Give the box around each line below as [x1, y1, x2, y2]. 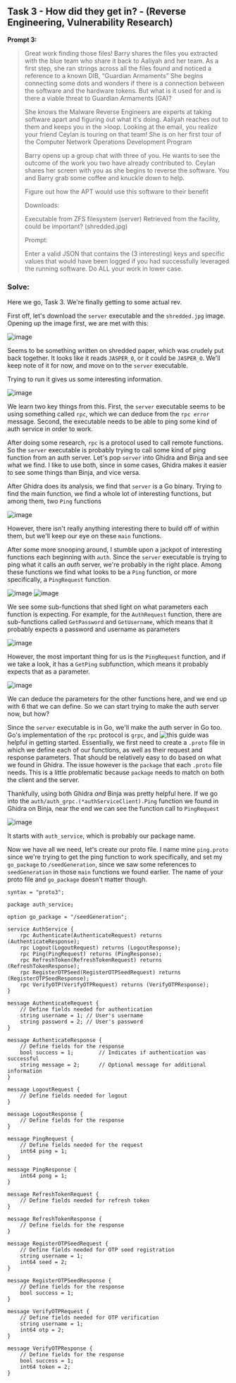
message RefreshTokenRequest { [7, 1191, 99, 1198]
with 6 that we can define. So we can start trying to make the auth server [7, 702, 219, 711]
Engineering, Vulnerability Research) [7, 17, 173, 29]
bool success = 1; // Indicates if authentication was [20, 1049, 206, 1056]
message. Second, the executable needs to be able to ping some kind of [7, 417, 218, 426]
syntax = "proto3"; [7, 889, 65, 896]
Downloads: [24, 201, 60, 209]
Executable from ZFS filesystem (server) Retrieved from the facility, [24, 214, 221, 223]
